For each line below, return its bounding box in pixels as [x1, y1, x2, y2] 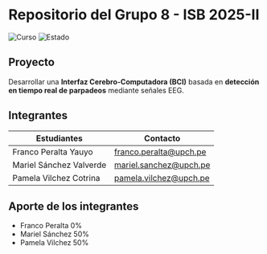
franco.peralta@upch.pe [113, 146, 207, 158]
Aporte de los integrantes [8, 199, 139, 213]
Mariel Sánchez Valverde [12, 159, 107, 170]
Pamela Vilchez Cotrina [12, 172, 101, 183]
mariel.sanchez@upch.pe [113, 159, 211, 170]
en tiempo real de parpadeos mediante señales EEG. [8, 85, 185, 95]
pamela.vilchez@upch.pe [113, 172, 211, 183]
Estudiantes [35, 133, 83, 144]
